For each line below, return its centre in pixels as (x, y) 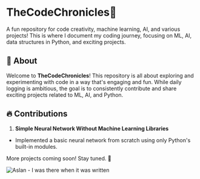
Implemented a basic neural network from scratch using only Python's (103, 140)
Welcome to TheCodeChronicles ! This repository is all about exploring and (100, 76)
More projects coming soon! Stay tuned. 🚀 (59, 158)
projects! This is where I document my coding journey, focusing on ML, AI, (99, 35)
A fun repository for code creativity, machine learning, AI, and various (93, 29)
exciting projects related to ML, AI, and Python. (65, 95)
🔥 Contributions (37, 114)
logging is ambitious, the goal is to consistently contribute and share (92, 88)
